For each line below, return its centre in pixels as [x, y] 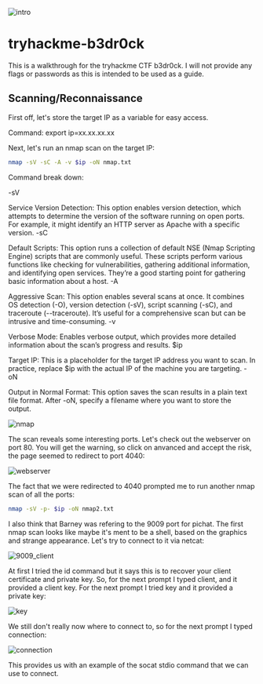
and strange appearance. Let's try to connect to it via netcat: [106, 540]
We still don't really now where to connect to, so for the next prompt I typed [130, 626]
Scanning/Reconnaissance [75, 98]
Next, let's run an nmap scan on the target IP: [81, 147]
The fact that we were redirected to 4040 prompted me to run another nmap [131, 486]
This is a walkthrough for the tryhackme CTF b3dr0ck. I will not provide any [130, 65]
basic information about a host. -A [63, 281]
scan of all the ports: [41, 494]
